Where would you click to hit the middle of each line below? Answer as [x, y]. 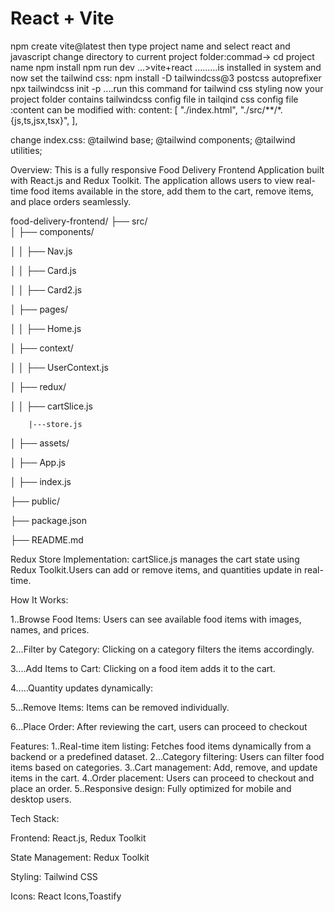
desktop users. [41, 799]
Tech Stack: [35, 818]
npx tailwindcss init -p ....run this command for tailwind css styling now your [167, 88]
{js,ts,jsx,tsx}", [40, 120]
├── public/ [35, 501]
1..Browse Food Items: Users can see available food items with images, [156, 619]
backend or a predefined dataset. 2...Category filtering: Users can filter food [167, 756]
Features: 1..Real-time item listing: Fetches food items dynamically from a [161, 746]
